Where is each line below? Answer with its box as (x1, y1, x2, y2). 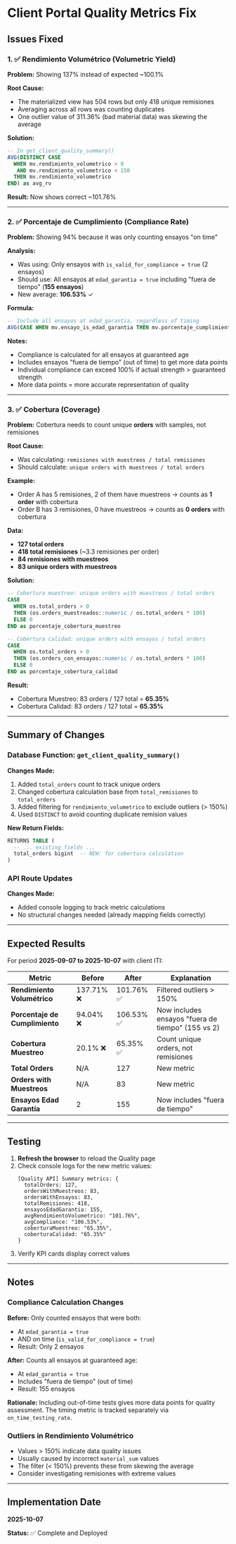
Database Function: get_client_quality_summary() (7, 750, 181, 760)
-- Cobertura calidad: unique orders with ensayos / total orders (7, 635, 206, 642)
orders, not (157, 1043, 193, 1053)
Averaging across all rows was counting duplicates (17, 104, 165, 114)
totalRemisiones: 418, (24, 1200, 91, 1207)
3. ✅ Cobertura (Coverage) (7, 405, 100, 415)
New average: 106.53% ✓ (17, 290, 93, 299)
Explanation (171, 973, 212, 983)
